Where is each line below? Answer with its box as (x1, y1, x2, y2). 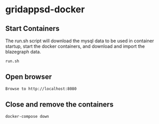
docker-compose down (5, 114, 50, 119)
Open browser (5, 73, 52, 81)
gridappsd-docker (5, 4, 85, 15)
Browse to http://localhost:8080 (5, 86, 77, 91)
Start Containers (5, 24, 60, 33)
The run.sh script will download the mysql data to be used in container (5, 38, 154, 44)
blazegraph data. (5, 49, 41, 55)
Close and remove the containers (5, 100, 114, 109)
